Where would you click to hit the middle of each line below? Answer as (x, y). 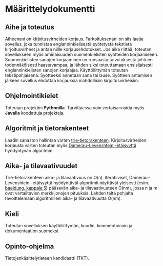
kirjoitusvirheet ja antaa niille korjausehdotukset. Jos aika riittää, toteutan (78, 49)
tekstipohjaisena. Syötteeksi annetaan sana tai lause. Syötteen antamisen (79, 75)
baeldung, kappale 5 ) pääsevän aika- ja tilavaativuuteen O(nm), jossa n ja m (81, 188)
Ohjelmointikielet (32, 96)
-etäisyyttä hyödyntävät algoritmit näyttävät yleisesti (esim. (90, 183)
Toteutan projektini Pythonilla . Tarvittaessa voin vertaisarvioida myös (75, 108)
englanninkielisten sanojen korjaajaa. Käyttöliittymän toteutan (67, 70)
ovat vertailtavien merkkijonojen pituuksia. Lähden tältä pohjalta (69, 193)
